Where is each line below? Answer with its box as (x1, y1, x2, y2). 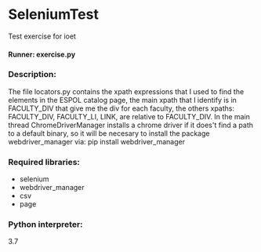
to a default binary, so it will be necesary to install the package (8, 128, 210, 138)
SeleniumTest (8, 5, 100, 24)
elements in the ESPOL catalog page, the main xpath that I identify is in (8, 95, 237, 104)
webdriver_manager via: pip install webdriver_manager (8, 137, 186, 146)
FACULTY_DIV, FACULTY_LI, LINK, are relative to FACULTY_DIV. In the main (8, 111, 251, 121)
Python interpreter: (8, 219, 84, 230)
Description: (8, 69, 56, 80)
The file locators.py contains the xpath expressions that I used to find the (8, 86, 245, 96)
